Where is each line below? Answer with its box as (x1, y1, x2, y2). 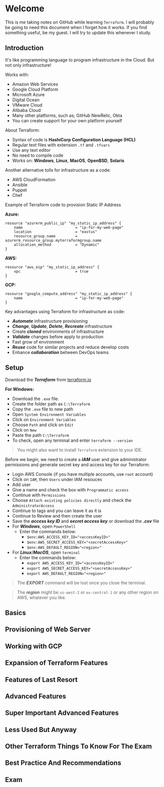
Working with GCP (5, 642, 62, 651)
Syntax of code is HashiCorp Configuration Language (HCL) (12, 136, 136, 142)
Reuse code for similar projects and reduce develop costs (12, 344, 129, 350)
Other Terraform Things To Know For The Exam (5, 742, 152, 751)
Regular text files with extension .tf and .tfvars (12, 142, 110, 148)
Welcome (5, 3, 45, 14)
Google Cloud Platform (12, 86, 59, 92)
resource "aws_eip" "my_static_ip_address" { (5, 265, 99, 270)
